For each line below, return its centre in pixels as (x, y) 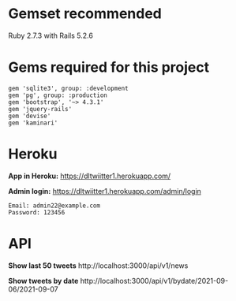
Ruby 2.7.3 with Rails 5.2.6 (51, 35)
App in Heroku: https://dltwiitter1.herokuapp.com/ (90, 176)
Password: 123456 (37, 212)
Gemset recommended (85, 14)
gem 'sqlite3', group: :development (68, 88)
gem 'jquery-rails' (40, 109)
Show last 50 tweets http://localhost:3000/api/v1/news (98, 266)
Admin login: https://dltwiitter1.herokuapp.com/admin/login (105, 191)
